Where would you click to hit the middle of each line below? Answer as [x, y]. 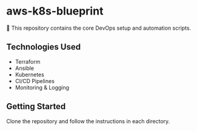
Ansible [25, 68]
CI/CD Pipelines [35, 81]
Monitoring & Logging [42, 87]
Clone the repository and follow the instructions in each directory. [88, 121]
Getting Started [36, 106]
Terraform [28, 61]
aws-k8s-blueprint [55, 11]
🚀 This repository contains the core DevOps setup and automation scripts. [99, 28]
